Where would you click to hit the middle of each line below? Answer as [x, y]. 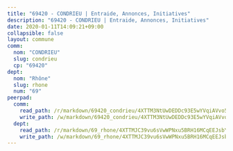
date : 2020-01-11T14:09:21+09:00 [55, 26]
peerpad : [20, 98]
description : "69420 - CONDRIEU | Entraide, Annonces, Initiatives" [108, 20]
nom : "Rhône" [32, 78]
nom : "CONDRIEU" [37, 53]
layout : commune [31, 40]
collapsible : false [35, 33]
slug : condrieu [35, 59]
